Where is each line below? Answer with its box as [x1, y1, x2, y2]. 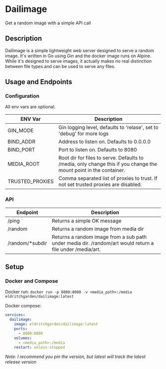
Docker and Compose [5, 278, 58, 285]
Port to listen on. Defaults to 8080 [58, 147, 137, 153]
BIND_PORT [7, 147, 36, 153]
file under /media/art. [51, 246, 101, 253]
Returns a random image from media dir [51, 225, 144, 232]
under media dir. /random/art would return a [51, 239, 154, 246]
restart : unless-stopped [14, 345, 65, 350]
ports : [14, 326, 28, 331]
